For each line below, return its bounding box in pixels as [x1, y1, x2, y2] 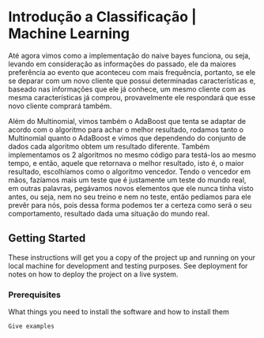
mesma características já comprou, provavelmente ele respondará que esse [8, 92, 255, 102]
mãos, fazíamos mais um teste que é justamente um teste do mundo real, [8, 175, 247, 185]
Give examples [8, 322, 55, 331]
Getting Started [8, 231, 86, 245]
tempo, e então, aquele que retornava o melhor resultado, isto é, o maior [8, 158, 244, 167]
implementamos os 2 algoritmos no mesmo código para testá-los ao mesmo [8, 150, 257, 160]
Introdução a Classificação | [8, 8, 197, 26]
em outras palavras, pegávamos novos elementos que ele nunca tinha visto [8, 183, 255, 193]
